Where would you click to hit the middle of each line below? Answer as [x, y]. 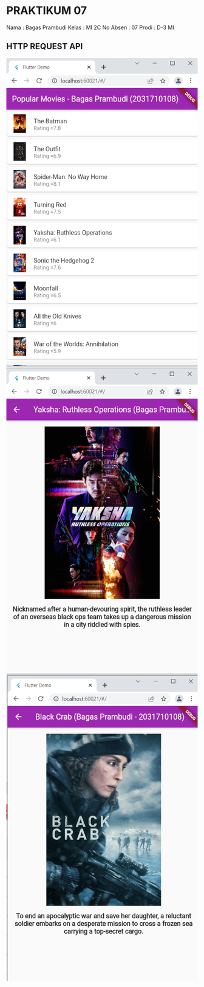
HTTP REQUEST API [45, 46]
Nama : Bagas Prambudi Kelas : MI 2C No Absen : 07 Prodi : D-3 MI [90, 27]
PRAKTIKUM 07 [47, 11]
